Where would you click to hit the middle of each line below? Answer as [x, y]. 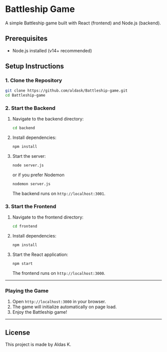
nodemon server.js [31, 184]
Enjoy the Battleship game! [40, 312]
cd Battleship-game [25, 96]
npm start [23, 264]
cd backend [24, 128]
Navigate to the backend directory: [48, 119]
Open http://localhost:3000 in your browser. [59, 302]
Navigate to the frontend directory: [48, 217]
